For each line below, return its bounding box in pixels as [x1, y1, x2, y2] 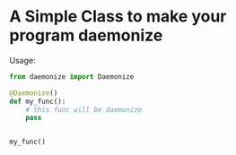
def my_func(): [9, 97, 66, 106]
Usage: [9, 55, 36, 65]
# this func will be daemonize [25, 105, 143, 114]
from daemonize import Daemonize [9, 72, 135, 82]
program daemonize [9, 25, 163, 46]
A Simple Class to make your [9, 6, 227, 27]
